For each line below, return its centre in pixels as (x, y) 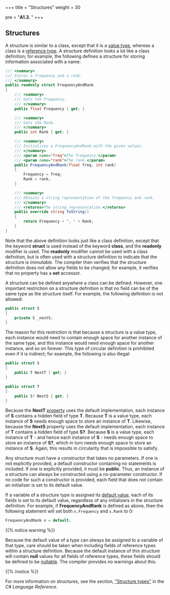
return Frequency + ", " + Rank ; (59, 221)
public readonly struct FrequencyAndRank (50, 85)
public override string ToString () (52, 212)
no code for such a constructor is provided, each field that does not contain (84, 480)
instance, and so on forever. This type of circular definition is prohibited (80, 348)
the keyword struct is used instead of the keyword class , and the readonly (83, 246)
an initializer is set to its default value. (44, 485)
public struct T (22, 386)
